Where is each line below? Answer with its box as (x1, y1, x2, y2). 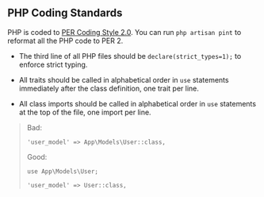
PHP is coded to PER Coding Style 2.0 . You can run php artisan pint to (7, 27, 242, 37)
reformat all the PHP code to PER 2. (7, 36, 124, 45)
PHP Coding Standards (7, 6, 123, 20)
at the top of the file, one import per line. (18, 107, 151, 117)
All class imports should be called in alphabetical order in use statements (18, 98, 257, 108)
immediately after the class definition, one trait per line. (18, 83, 200, 93)
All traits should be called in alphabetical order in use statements (18, 75, 229, 84)
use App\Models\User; (26, 167, 98, 176)
